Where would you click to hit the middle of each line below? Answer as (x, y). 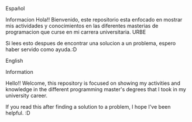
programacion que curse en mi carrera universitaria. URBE (76, 32)
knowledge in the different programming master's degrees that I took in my (96, 89)
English (14, 61)
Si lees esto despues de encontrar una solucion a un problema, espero (91, 43)
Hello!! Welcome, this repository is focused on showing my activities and (93, 83)
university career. (27, 96)
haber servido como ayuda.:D (41, 49)
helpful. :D (18, 113)
